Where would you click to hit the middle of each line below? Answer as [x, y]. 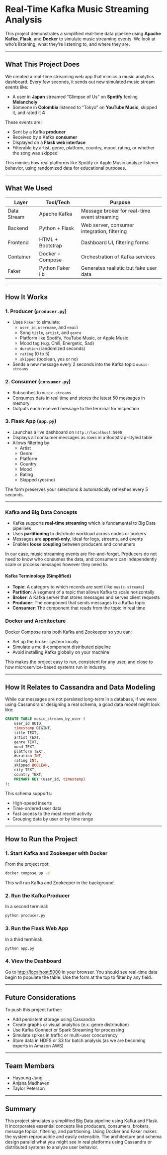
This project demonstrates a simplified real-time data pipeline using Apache [83, 33]
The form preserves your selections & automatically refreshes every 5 [77, 489]
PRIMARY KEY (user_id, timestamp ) [50, 779]
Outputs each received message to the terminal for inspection [76, 408]
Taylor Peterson [29, 1088]
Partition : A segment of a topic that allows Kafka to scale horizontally [83, 592]
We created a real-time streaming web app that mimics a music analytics [80, 76]
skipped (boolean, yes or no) [49, 359]
